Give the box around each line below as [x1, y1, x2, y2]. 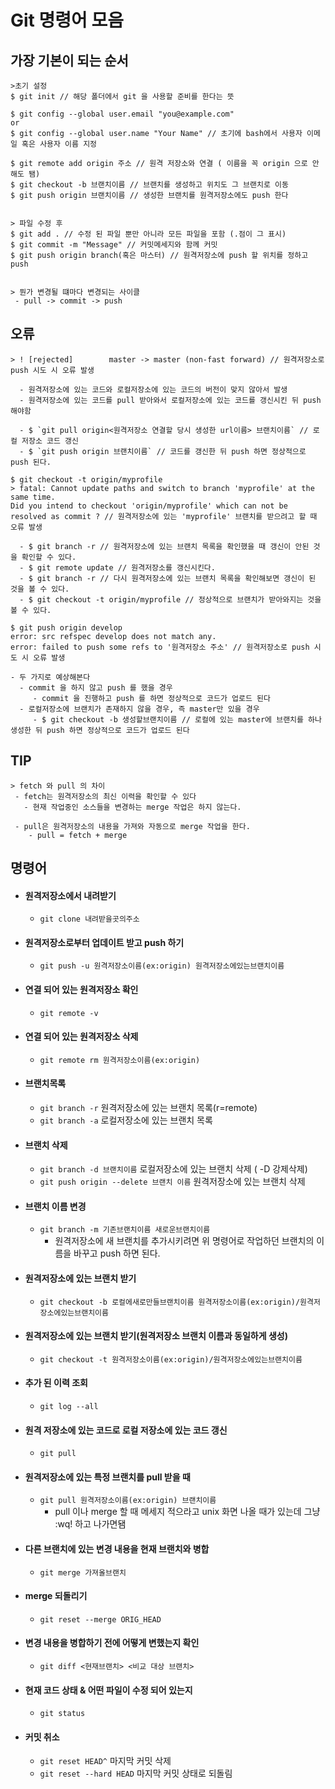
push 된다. [10, 457, 52, 467]
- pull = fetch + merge [28, 830, 128, 840]
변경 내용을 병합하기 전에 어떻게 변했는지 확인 [24, 1637, 200, 1649]
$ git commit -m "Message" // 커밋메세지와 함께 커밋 [10, 240, 218, 250]
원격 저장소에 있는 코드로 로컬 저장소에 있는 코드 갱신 [24, 1424, 228, 1436]
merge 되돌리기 [24, 1590, 88, 1602]
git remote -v [39, 1008, 99, 1018]
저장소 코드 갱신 [21, 436, 79, 446]
